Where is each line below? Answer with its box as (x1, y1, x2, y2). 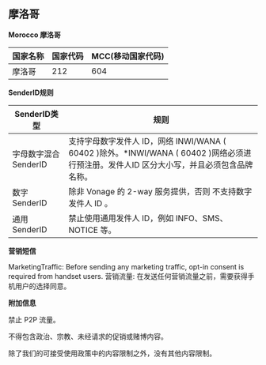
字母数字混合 (12, 149, 61, 160)
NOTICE (68, 224, 99, 235)
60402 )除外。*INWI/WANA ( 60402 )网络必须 (68, 147, 244, 158)
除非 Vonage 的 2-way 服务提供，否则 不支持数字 (68, 186, 253, 197)
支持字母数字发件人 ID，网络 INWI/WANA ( (68, 135, 226, 146)
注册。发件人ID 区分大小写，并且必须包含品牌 (84, 159, 253, 170)
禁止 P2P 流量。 (8, 314, 61, 324)
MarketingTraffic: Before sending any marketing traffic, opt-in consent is (8, 262, 245, 271)
